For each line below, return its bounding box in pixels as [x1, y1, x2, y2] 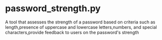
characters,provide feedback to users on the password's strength [5, 29, 139, 35]
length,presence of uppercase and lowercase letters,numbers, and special [5, 24, 157, 30]
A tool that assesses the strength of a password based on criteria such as [5, 19, 156, 25]
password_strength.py [5, 3, 101, 14]
